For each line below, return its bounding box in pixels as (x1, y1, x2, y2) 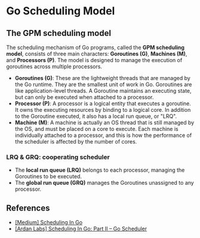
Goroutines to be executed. (14, 173, 82, 180)
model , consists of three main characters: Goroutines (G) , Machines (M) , (6, 50, 187, 57)
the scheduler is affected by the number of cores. (14, 138, 137, 145)
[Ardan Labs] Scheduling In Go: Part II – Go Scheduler (14, 225, 147, 233)
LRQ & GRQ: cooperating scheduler (6, 152, 110, 161)
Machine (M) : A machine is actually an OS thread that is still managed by (14, 119, 195, 126)
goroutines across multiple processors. (6, 63, 103, 70)
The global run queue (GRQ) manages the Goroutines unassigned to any (14, 179, 194, 187)
